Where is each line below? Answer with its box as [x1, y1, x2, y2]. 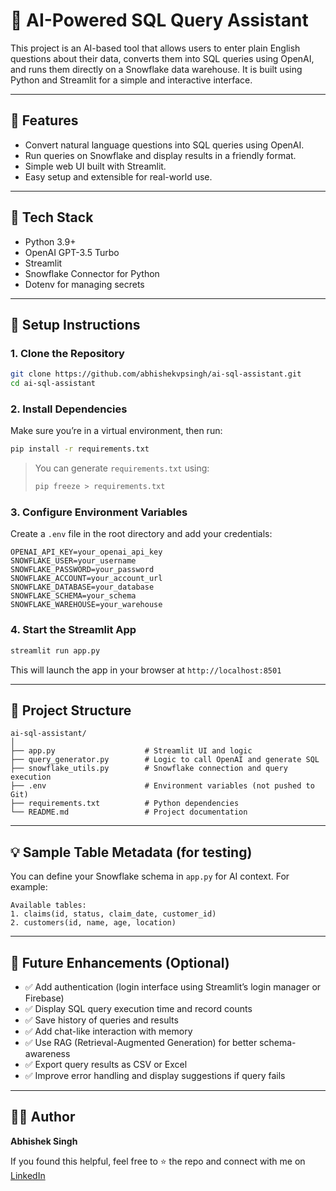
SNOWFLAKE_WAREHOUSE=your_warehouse [10, 600, 163, 610]
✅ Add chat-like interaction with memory [24, 1025, 193, 1037]
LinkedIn [10, 1169, 46, 1181]
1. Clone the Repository [10, 346, 125, 360]
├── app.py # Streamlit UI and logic [10, 746, 253, 756]
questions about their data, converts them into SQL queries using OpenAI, [10, 52, 315, 64]
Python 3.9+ [24, 235, 77, 248]
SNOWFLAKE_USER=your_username [10, 556, 137, 566]
